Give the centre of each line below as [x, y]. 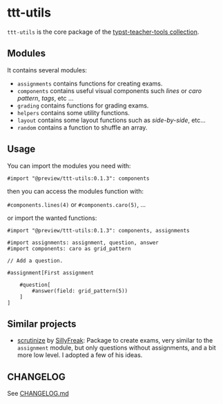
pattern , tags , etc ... [45, 98]
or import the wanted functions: [52, 218]
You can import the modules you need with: [69, 165]
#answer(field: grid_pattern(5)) [80, 291]
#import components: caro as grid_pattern [69, 249]
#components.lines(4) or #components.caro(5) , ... [77, 204]
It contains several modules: [47, 70]
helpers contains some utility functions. [73, 112]
